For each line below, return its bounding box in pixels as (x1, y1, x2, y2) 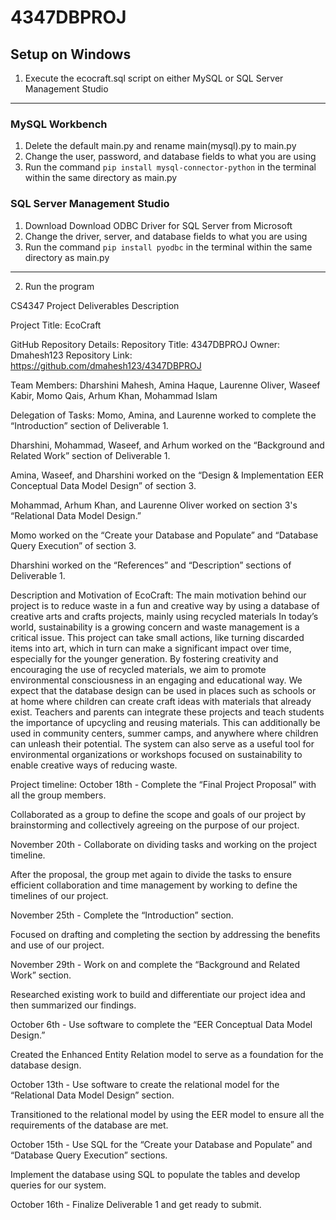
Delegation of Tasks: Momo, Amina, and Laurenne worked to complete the (10, 409, 317, 421)
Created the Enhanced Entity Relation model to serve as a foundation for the (10, 1048, 324, 1060)
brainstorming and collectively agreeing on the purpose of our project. (10, 819, 300, 831)
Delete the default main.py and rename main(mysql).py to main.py (24, 140, 297, 152)
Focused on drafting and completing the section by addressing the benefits (10, 928, 321, 940)
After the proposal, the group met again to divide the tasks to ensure (10, 868, 292, 880)
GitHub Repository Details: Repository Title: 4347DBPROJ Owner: (10, 338, 281, 350)
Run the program (24, 280, 95, 292)
